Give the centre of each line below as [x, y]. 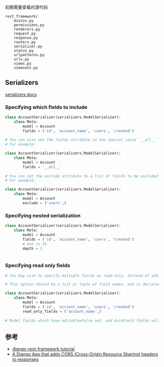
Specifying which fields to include [46, 107]
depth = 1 [32, 248]
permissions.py [29, 25]
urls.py [21, 59]
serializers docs [21, 94]
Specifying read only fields [38, 265]
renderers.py [27, 29]
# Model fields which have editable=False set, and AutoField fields [77, 321]
